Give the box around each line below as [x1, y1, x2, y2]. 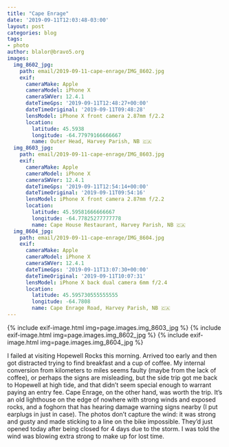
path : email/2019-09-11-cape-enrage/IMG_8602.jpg [19, 67, 165, 74]
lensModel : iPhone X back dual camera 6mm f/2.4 [25, 279, 168, 286]
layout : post [7, 23, 45, 30]
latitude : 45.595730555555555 [32, 292, 118, 299]
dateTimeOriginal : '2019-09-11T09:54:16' [25, 189, 146, 196]
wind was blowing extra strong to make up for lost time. [7, 432, 165, 440]
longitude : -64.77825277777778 [32, 215, 122, 222]
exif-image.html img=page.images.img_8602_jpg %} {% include [7, 331, 189, 339]
